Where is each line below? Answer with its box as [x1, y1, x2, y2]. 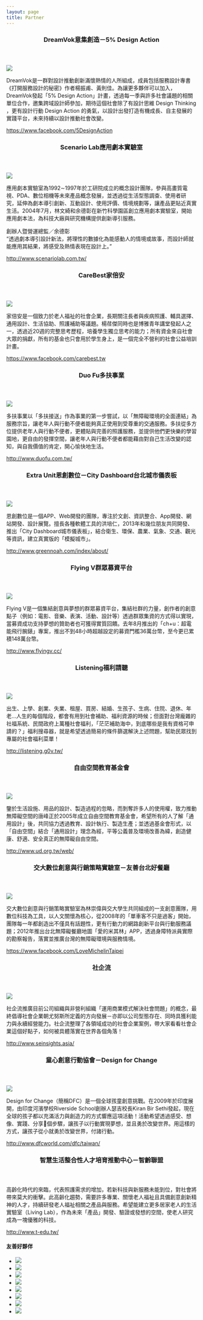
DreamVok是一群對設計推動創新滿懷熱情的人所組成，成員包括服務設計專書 [6, 77, 191, 84]
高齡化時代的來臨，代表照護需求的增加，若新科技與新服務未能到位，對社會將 [6, 1185, 197, 1193]
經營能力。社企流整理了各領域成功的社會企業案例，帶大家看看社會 [27, 1019, 192, 1027]
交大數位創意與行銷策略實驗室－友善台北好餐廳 [33, 863, 170, 872]
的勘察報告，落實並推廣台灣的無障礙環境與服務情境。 [6, 935, 139, 942]
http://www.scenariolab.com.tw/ [6, 255, 87, 262]
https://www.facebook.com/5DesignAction [6, 127, 113, 134]
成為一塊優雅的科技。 [6, 1216, 59, 1223]
